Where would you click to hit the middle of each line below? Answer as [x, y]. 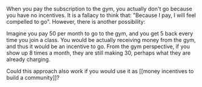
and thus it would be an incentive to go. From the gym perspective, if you [98, 46]
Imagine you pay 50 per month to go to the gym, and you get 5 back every [100, 33]
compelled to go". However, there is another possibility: [76, 22]
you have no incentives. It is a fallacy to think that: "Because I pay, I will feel [101, 15]
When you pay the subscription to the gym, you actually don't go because [99, 9]
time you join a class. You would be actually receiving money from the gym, [101, 40]
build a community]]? [33, 78]
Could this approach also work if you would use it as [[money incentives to [100, 71]
